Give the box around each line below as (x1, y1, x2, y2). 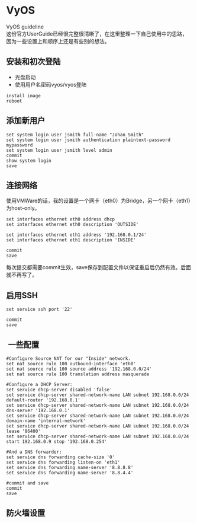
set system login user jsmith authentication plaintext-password (6, 137, 170, 143)
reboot (6, 98, 22, 104)
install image (6, 93, 41, 98)
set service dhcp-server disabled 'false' (6, 387, 112, 393)
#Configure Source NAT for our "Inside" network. (6, 356, 131, 362)
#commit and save (6, 480, 49, 486)
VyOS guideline (6, 23, 44, 30)
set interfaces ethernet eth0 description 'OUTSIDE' (6, 222, 139, 228)
